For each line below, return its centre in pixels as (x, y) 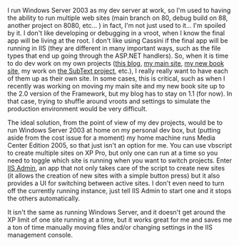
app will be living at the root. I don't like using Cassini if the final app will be (118, 41)
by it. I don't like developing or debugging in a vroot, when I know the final (116, 33)
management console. (40, 235)
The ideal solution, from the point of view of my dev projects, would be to (115, 123)
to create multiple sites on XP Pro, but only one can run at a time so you (113, 153)
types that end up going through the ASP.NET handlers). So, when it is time (118, 56)
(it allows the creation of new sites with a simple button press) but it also (114, 175)
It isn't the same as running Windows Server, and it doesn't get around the (117, 212)
